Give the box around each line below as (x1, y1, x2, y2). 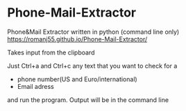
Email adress (17, 82, 54, 90)
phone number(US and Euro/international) (17, 74, 137, 83)
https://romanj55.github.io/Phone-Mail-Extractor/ (7, 34, 148, 43)
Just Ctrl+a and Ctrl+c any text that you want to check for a (7, 61, 178, 70)
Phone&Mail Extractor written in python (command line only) (7, 28, 180, 36)
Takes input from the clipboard (7, 48, 95, 57)
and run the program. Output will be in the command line (7, 95, 169, 104)
